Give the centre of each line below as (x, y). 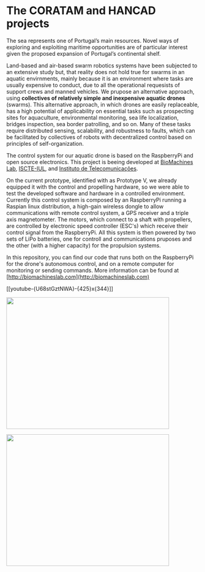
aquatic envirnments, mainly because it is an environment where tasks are (100, 78)
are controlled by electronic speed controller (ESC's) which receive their (97, 226)
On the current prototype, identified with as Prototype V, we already (92, 180)
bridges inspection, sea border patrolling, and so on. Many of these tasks (99, 124)
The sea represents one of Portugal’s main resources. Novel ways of (93, 40)
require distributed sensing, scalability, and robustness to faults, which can (101, 130)
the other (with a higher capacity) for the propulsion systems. (84, 245)
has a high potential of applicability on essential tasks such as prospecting (100, 111)
